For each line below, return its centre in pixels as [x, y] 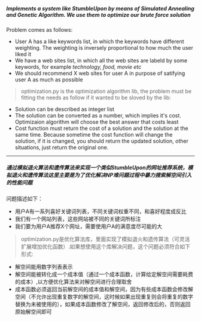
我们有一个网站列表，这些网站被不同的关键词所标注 [78, 219]
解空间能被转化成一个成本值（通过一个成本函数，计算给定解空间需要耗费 [104, 274]
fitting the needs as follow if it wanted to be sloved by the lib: [96, 97]
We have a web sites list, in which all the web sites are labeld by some [101, 60]
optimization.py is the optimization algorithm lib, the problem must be [106, 91]
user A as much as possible [49, 79]
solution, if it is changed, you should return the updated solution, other [101, 141]
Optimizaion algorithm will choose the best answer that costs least [97, 122]
